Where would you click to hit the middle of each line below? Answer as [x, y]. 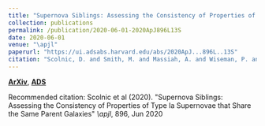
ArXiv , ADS [27, 82]
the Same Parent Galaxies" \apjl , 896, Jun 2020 [86, 113]
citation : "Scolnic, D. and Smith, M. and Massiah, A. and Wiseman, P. [128, 60]
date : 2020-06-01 [37, 37]
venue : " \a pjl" [33, 45]
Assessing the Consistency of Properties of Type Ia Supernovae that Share [130, 105]
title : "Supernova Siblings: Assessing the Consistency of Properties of [132, 15]
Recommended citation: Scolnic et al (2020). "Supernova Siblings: [116, 97]
